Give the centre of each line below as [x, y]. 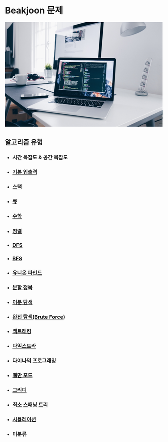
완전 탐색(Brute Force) [39, 317]
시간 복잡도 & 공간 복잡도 [40, 157]
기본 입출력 [25, 172]
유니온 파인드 [27, 273]
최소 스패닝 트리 [30, 405]
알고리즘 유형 [24, 142]
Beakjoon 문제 [34, 10]
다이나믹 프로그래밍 [34, 361]
